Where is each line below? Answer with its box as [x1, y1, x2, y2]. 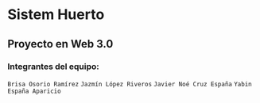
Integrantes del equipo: [7, 61, 100, 72]
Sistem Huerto [7, 6, 105, 24]
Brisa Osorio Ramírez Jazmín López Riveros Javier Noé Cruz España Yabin [7, 80, 252, 88]
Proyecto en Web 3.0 [7, 37, 114, 51]
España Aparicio [7, 87, 61, 95]
